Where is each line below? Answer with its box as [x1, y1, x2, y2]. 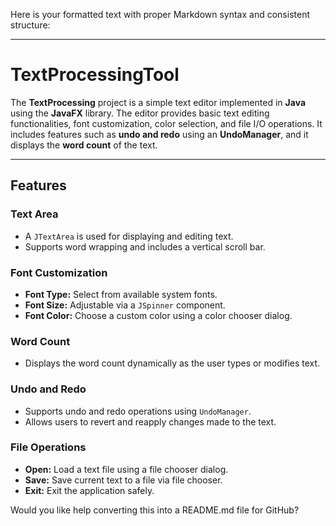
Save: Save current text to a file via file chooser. [24, 474, 223, 486]
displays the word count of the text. [10, 139, 158, 151]
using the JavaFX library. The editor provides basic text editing [10, 107, 270, 119]
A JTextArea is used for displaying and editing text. [24, 230, 234, 242]
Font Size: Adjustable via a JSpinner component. [24, 299, 226, 311]
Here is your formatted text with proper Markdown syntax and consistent [10, 9, 310, 20]
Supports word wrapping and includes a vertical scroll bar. [24, 240, 266, 253]
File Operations [10, 440, 87, 454]
